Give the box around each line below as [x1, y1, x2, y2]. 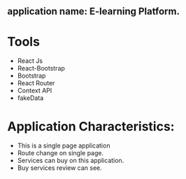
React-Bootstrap [17, 64, 65, 73]
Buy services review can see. [17, 164, 103, 172]
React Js [17, 57, 43, 65]
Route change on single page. [17, 149, 103, 157]
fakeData [17, 94, 44, 102]
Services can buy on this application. [17, 157, 124, 165]
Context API [17, 87, 52, 95]
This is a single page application [17, 141, 110, 150]
